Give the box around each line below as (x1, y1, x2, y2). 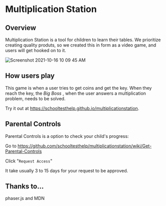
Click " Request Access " (5, 158, 53, 164)
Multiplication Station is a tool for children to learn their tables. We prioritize (5, 37, 161, 43)
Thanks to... (5, 182, 44, 191)
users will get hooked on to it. (5, 48, 66, 53)
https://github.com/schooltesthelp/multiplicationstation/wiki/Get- (17, 143, 152, 149)
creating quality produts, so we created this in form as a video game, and (5, 42, 156, 48)
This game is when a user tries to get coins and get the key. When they (5, 85, 152, 91)
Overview (5, 24, 37, 32)
